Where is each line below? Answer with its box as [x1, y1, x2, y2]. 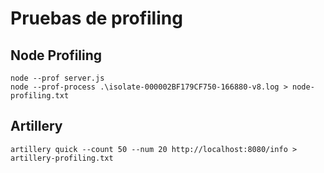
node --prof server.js [10, 73, 105, 83]
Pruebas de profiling [10, 7, 183, 30]
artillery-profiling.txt [10, 153, 114, 163]
